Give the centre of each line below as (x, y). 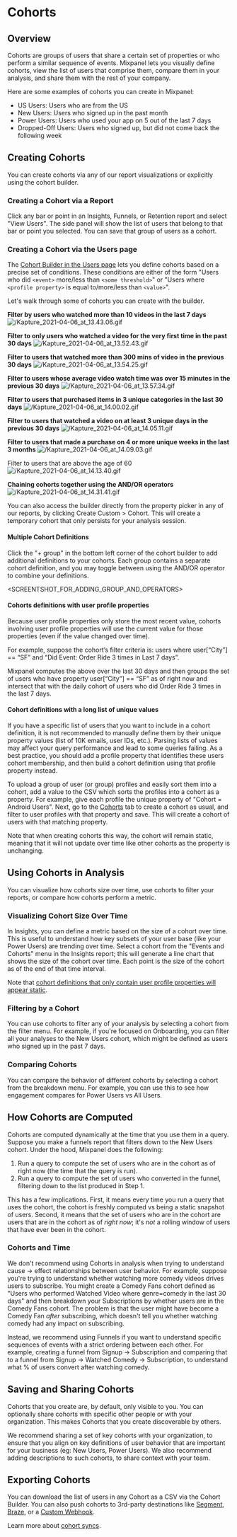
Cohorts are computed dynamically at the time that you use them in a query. (118, 1134)
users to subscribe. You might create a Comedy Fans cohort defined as (111, 1286)
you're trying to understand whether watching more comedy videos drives (116, 1278)
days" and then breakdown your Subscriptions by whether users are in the (116, 1301)
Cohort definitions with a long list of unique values (83, 710)
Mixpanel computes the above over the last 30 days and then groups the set (118, 671)
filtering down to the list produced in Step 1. (81, 1185)
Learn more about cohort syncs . (54, 1526)
